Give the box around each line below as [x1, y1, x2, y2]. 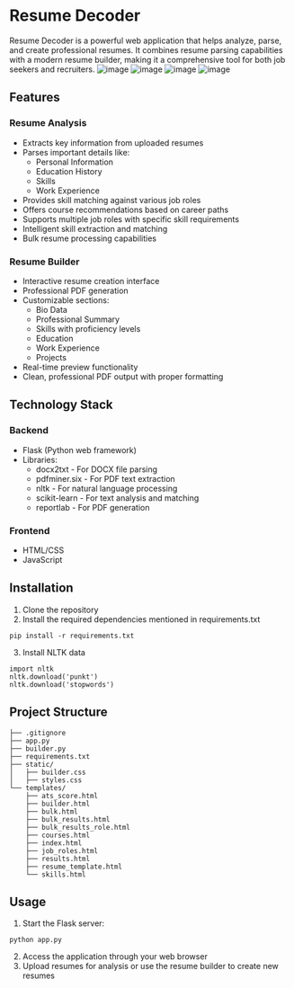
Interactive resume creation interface [22, 275, 160, 286]
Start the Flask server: [22, 918, 105, 929]
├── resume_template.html [25, 862, 123, 871]
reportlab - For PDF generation [35, 502, 150, 512]
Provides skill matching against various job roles [22, 194, 201, 205]
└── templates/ [9, 783, 67, 792]
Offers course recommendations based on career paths [22, 204, 229, 215]
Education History [35, 165, 102, 176]
